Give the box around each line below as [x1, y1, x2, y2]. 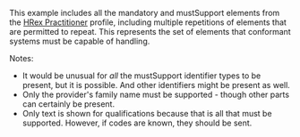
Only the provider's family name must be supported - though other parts [21, 89, 289, 100]
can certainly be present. [21, 99, 115, 109]
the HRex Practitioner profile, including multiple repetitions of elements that [9, 17, 287, 28]
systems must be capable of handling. [9, 36, 150, 46]
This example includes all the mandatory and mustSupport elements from [9, 8, 280, 18]
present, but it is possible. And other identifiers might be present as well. [21, 80, 291, 90]
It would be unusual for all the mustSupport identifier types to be [21, 70, 261, 81]
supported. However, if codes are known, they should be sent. [21, 117, 253, 128]
